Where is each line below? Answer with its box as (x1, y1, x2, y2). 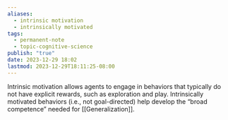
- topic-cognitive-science (13, 43, 93, 50)
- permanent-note (13, 37, 65, 44)
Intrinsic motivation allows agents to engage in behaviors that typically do (7, 82, 221, 90)
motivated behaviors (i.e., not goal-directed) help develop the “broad (7, 97, 208, 106)
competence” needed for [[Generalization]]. (7, 104, 136, 113)
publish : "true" (7, 50, 55, 57)
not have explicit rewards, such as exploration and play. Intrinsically (7, 90, 204, 98)
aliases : (7, 10, 33, 18)
